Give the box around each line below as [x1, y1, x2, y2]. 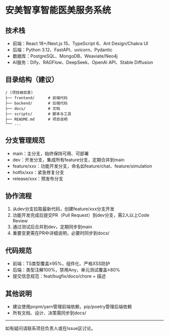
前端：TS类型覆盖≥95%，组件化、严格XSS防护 [12, 261, 111, 267]
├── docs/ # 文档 [5, 106, 60, 111]
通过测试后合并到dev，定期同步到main [12, 224, 92, 230]
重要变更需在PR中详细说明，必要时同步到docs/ [12, 230, 110, 236]
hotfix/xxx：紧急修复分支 [12, 169, 64, 175]
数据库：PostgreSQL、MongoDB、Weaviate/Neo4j [12, 53, 118, 59]
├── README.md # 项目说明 [5, 117, 68, 122]
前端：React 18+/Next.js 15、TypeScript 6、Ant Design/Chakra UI [12, 41, 148, 46]
